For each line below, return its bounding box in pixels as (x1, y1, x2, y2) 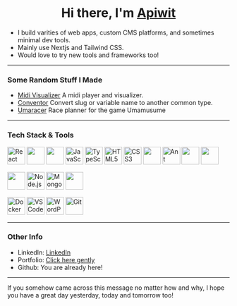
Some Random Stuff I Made (7, 75, 103, 85)
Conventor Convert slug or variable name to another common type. (17, 99, 213, 107)
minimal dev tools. (17, 35, 71, 44)
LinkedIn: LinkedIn (17, 248, 71, 257)
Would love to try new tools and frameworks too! (17, 51, 159, 59)
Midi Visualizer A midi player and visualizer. (17, 91, 144, 99)
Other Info (7, 232, 44, 242)
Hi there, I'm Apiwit (61, 5, 176, 21)
